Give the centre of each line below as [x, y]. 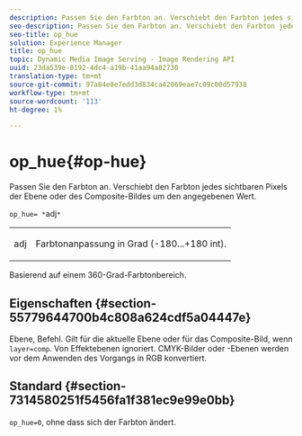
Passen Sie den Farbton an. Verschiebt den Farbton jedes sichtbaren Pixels [148, 187]
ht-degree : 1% [36, 110]
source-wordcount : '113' [56, 101]
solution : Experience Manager [66, 43]
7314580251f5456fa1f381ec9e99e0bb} [122, 400]
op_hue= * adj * [35, 214]
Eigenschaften [51, 303]
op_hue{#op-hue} [78, 162]
